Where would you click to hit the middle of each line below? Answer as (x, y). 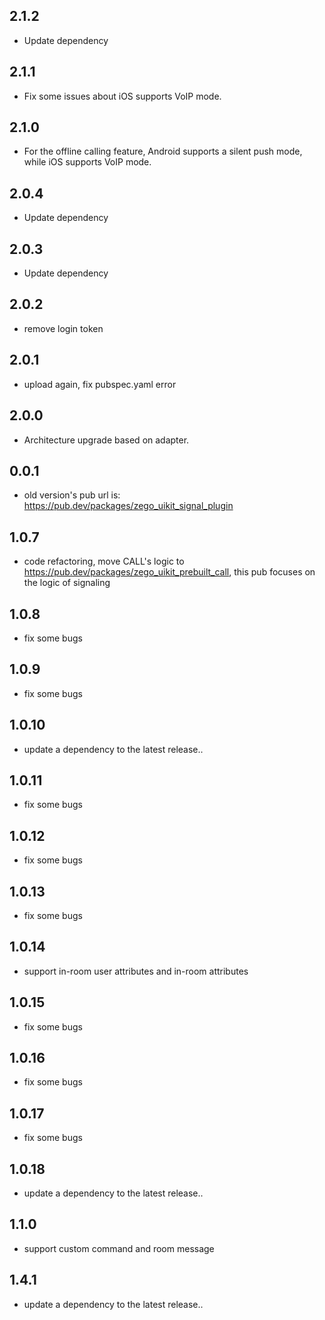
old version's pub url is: (72, 495)
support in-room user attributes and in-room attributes (136, 971)
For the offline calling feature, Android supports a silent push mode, (163, 151)
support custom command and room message (119, 1248)
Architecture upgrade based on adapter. (106, 440)
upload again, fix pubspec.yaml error (100, 384)
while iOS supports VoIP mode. (87, 162)
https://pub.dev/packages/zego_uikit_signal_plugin (128, 506)
